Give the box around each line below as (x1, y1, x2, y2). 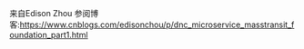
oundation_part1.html (9, 30, 88, 40)
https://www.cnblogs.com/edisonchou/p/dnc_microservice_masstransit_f (19, 19, 295, 30)
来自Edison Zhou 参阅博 (9, 8, 99, 18)
